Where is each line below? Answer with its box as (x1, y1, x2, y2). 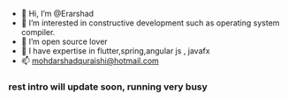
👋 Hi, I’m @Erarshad (20, 9, 95, 18)
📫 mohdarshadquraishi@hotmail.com (20, 55, 160, 66)
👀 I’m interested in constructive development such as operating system (20, 18, 280, 28)
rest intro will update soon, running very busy (8, 80, 208, 92)
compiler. (20, 27, 56, 37)
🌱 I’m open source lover (20, 36, 108, 47)
